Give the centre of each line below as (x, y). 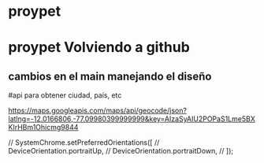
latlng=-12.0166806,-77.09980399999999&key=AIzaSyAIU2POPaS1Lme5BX (132, 119)
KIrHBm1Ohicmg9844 (43, 128)
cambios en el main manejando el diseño (110, 76)
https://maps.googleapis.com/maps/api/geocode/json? (98, 111)
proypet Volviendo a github (99, 48)
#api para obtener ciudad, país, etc (65, 95)
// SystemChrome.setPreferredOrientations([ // (84, 143)
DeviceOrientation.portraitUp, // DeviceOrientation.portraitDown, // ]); (121, 151)
